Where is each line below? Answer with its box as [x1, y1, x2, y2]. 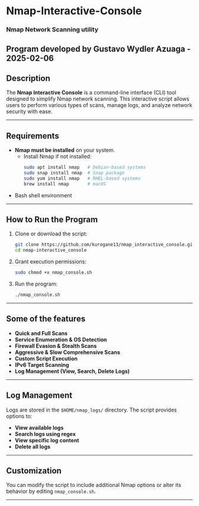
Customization [6, 466, 62, 476]
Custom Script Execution [14, 355, 78, 362]
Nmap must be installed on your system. [14, 147, 115, 154]
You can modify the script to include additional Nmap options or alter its [6, 482, 182, 489]
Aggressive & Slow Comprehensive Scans [14, 348, 120, 356]
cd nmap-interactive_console [14, 247, 87, 253]
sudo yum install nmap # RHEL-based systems [23, 175, 141, 181]
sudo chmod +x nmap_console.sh [14, 269, 92, 276]
